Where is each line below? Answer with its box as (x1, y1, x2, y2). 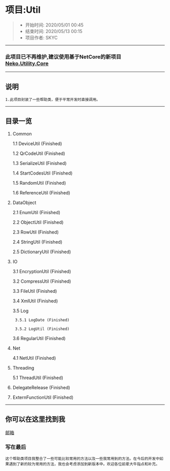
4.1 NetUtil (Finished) (12, 355, 56, 361)
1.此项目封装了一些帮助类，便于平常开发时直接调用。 (5, 97, 100, 103)
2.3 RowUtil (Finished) (12, 229, 59, 235)
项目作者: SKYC (25, 35, 58, 41)
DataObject (12, 199, 36, 206)
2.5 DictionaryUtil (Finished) (12, 249, 71, 255)
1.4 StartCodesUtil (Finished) (12, 170, 73, 176)
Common (12, 130, 32, 137)
